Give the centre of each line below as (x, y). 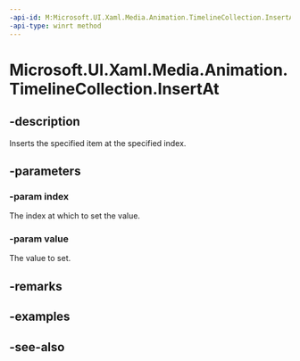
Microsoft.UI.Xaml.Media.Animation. (149, 70)
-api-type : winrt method (55, 26)
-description (45, 122)
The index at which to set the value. (75, 216)
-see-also (37, 347)
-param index (39, 196)
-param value (39, 239)
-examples (40, 317)
